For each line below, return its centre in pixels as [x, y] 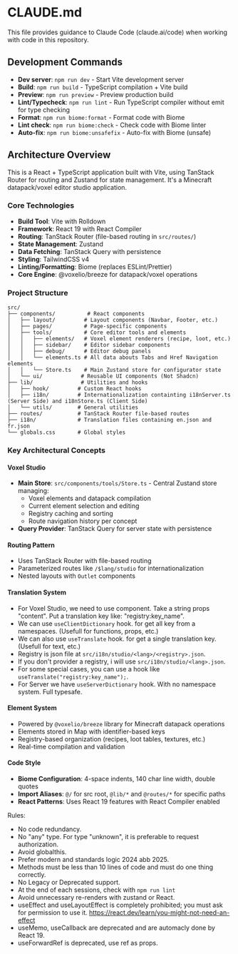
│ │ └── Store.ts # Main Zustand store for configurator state [114, 370]
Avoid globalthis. [42, 852]
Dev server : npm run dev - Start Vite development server [100, 79]
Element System [32, 708]
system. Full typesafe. [50, 691]
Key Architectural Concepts [56, 450]
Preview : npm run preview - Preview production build [95, 94]
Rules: [17, 816]
